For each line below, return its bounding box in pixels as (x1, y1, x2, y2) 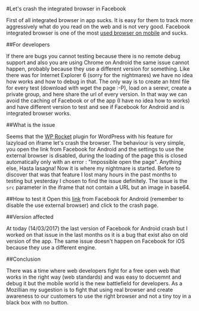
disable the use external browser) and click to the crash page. (6, 202, 159, 209)
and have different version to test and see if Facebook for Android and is (6, 103, 185, 110)
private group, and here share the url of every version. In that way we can (6, 91, 187, 97)
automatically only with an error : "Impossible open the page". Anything (6, 158, 182, 165)
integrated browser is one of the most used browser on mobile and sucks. (6, 29, 188, 36)
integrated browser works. (6, 110, 72, 117)
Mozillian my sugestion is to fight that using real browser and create (6, 286, 173, 293)
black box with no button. (6, 299, 69, 306)
